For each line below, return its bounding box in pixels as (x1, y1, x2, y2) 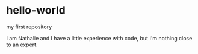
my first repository (6, 23, 52, 30)
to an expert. (6, 41, 38, 48)
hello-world (6, 4, 66, 17)
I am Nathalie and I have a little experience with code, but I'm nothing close (6, 34, 193, 42)
